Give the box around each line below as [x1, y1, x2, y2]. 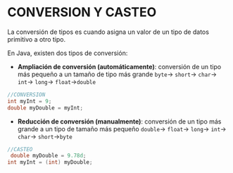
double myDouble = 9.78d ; [10, 153, 87, 160]
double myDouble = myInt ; [7, 104, 83, 112]
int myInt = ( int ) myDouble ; [7, 159, 93, 166]
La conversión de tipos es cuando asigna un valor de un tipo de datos [7, 28, 210, 36]
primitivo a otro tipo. [7, 35, 66, 43]
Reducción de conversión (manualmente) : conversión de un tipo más [17, 117, 222, 126]
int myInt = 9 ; [7, 97, 52, 105]
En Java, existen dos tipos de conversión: [7, 49, 128, 57]
